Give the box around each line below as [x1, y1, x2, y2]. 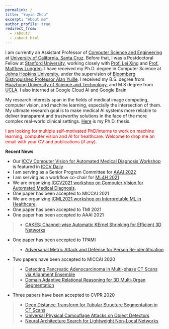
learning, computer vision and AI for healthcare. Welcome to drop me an [5, 133, 155, 139]
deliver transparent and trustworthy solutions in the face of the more [5, 113, 147, 119]
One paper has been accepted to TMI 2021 [12, 206, 102, 212]
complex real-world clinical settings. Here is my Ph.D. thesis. [5, 118, 131, 124]
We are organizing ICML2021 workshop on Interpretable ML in [12, 195, 142, 202]
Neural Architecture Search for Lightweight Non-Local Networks [25, 317, 158, 323]
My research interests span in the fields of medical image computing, [5, 96, 149, 102]
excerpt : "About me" [5, 17, 49, 22]
